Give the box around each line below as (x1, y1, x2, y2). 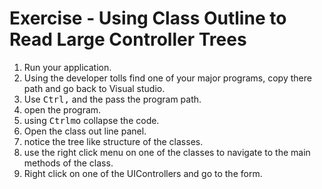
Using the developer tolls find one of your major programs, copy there (23, 72, 312, 84)
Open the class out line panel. (23, 125, 147, 137)
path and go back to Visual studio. (23, 82, 166, 94)
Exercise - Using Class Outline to (9, 7, 287, 30)
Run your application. (23, 61, 112, 73)
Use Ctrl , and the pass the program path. (23, 93, 202, 105)
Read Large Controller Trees (9, 28, 247, 51)
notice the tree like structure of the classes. (23, 135, 204, 147)
